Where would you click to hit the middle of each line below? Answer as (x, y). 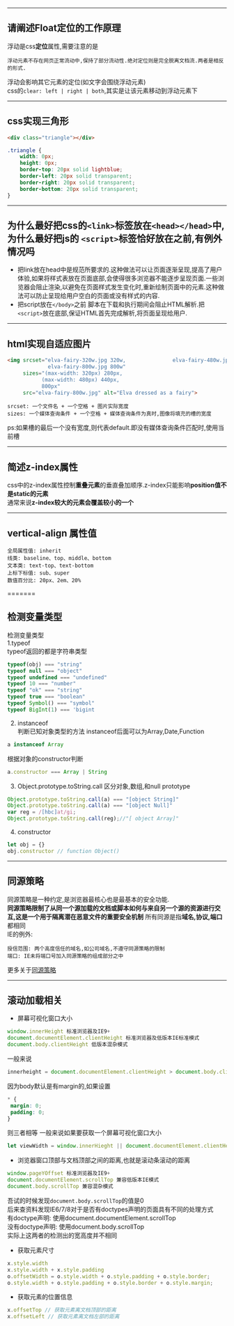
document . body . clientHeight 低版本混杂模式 (68, 1045)
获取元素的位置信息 (45, 1297)
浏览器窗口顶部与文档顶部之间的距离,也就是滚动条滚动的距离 (103, 1160)
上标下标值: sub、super (38, 573)
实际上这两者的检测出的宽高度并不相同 (62, 1235)
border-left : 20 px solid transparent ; (76, 176)
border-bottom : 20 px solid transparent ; (79, 189)
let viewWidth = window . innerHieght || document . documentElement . (106, 1146)
